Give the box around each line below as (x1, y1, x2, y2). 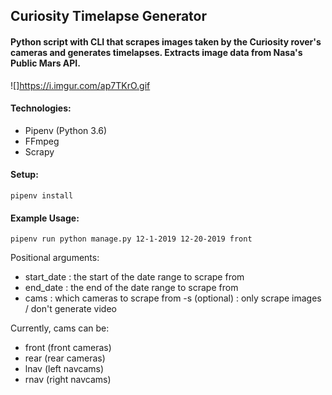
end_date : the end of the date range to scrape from (24, 282, 239, 294)
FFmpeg (24, 135, 60, 147)
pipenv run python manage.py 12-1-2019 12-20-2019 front (10, 234, 253, 244)
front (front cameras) (24, 342, 112, 354)
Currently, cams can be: (10, 322, 110, 334)
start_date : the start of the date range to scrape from (24, 271, 245, 283)
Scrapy (24, 145, 55, 158)
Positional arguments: (10, 252, 100, 264)
